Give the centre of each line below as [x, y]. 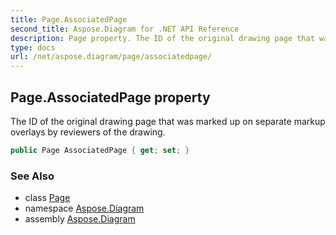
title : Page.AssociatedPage [69, 19]
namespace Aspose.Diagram [84, 208]
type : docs [33, 47]
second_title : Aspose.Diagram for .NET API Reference [125, 29]
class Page [47, 198]
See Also [32, 176]
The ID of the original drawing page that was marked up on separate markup [168, 121]
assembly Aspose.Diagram [80, 219]
